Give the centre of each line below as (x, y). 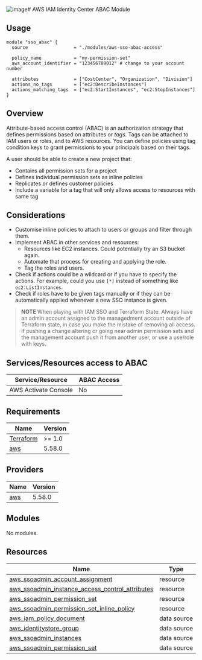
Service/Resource (41, 380)
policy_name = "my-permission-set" (71, 58)
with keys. (33, 344)
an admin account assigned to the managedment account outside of (106, 318)
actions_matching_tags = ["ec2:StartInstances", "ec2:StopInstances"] (104, 90)
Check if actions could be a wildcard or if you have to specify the (96, 274)
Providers (25, 470)
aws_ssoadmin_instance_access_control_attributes (81, 589)
